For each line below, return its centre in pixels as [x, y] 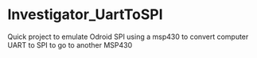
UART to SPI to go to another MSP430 [70, 44]
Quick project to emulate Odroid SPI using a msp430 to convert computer [128, 37]
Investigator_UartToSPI [86, 15]
